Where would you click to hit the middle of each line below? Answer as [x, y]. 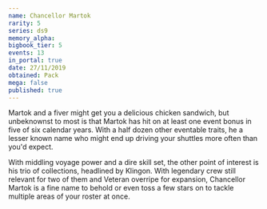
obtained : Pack [34, 75]
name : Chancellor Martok [50, 16]
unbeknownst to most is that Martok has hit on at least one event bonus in [130, 122]
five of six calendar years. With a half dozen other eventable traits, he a [126, 130]
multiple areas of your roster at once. [69, 196]
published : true [35, 90]
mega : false [28, 82]
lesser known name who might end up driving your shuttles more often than [133, 139]
